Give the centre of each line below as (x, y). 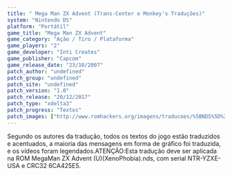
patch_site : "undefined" (43, 84)
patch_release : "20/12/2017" (49, 98)
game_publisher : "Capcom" (44, 59)
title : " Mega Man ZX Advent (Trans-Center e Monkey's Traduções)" (106, 13)
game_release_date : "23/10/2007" (55, 65)
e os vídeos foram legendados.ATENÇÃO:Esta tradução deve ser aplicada (112, 151)
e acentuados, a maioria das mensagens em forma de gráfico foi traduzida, (114, 143)
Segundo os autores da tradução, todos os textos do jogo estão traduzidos (114, 136)
